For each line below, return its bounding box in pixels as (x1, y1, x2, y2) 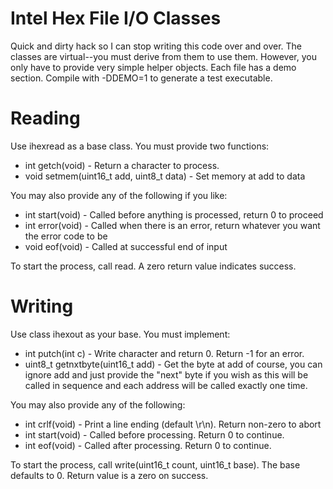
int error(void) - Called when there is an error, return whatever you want (24, 219, 321, 231)
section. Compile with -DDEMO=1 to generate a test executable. (10, 72, 273, 84)
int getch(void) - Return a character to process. (24, 159, 220, 171)
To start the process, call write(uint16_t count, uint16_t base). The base (10, 458, 301, 471)
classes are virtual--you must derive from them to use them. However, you (10, 50, 317, 62)
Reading (10, 107, 81, 130)
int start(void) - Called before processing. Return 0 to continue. (24, 428, 285, 441)
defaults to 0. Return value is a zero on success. (10, 469, 209, 481)
